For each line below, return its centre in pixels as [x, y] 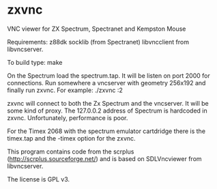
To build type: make [35, 62]
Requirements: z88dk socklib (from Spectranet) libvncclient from [98, 42]
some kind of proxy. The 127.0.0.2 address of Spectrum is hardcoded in [107, 111]
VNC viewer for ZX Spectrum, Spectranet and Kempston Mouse [97, 29]
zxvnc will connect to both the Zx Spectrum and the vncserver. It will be [108, 103]
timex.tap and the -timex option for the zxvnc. [71, 138]
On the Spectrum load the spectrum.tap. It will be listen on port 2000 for [108, 75]
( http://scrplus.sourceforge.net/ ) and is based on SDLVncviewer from [105, 158]
